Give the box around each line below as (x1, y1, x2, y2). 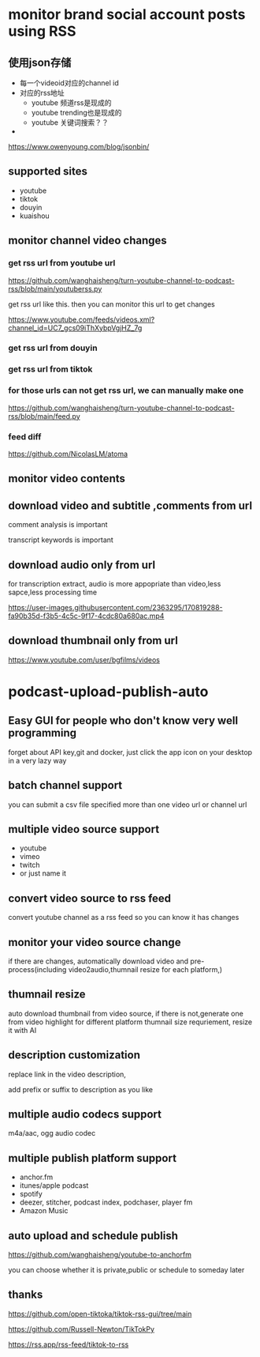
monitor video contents (8, 472, 126, 485)
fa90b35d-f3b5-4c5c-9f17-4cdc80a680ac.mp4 (8, 611, 165, 620)
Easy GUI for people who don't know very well (8, 714, 239, 728)
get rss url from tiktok (8, 364, 93, 375)
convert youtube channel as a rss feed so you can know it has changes (8, 913, 240, 922)
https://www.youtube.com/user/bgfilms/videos (8, 654, 160, 665)
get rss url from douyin (8, 342, 98, 353)
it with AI (8, 1025, 37, 1035)
